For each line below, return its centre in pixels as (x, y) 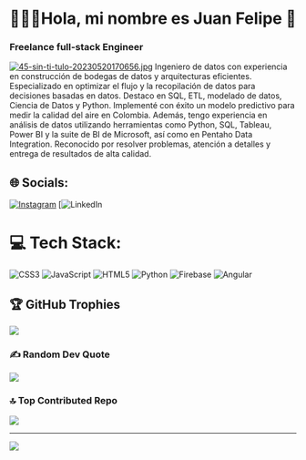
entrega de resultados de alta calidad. (81, 154)
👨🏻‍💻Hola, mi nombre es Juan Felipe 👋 (153, 19)
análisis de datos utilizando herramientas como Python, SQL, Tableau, (141, 125)
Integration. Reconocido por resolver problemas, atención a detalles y (140, 144)
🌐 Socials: (39, 183)
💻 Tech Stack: (66, 243)
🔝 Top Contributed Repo (64, 401)
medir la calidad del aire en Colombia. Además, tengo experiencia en (138, 115)
